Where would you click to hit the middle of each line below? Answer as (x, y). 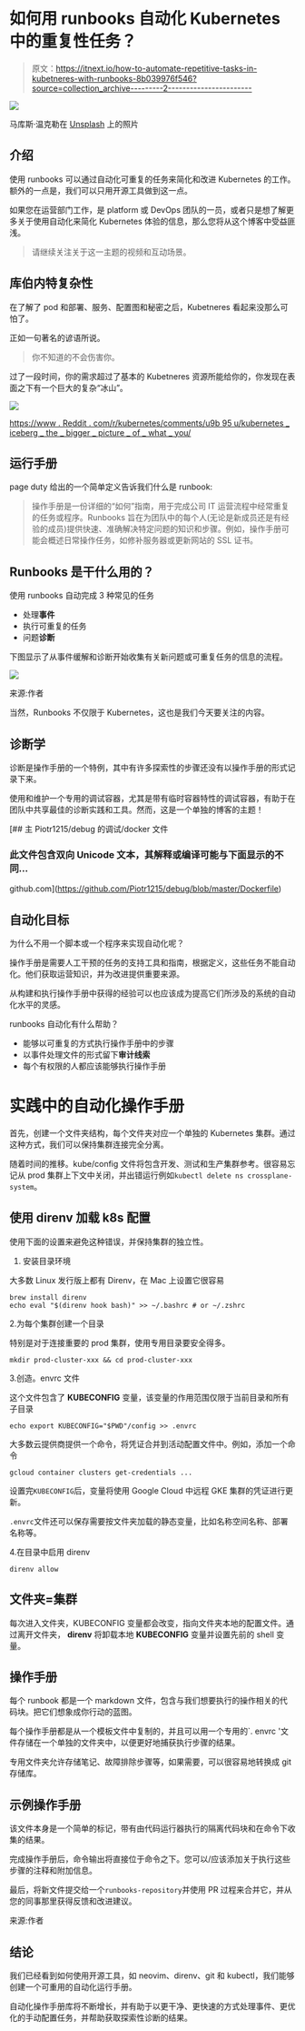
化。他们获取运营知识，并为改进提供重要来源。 (97, 974)
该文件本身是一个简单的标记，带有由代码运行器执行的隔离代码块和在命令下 (148, 1828)
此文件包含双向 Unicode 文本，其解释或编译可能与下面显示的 (142, 854)
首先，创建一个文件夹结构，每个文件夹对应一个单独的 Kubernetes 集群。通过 (152, 1133)
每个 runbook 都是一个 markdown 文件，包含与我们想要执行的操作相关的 (145, 1701)
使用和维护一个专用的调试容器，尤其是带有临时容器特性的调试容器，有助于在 (152, 798)
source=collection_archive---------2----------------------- (142, 88)
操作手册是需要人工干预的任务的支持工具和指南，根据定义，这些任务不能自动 (152, 963)
